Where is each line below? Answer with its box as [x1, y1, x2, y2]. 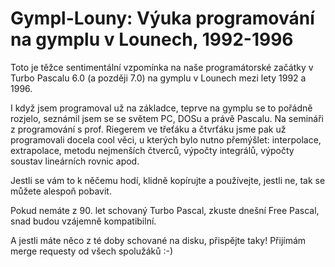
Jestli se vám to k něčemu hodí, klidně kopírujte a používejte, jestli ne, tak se [10, 174, 326, 186]
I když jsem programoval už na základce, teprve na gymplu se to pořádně [10, 102, 313, 114]
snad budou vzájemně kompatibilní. [10, 215, 157, 227]
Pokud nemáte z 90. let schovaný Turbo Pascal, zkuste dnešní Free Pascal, [10, 204, 320, 216]
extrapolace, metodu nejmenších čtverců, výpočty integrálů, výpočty [10, 144, 295, 156]
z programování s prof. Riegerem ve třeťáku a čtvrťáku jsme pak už [10, 123, 287, 135]
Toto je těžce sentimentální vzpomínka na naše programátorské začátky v [10, 61, 314, 73]
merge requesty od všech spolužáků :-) [10, 245, 174, 257]
